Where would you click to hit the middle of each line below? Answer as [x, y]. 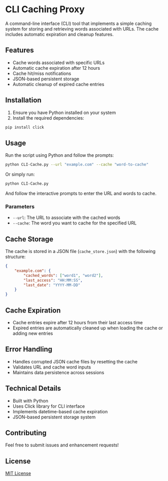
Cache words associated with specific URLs [59, 63]
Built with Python [30, 401]
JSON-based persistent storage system [54, 417]
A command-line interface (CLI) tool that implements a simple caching [79, 23]
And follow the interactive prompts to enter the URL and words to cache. [81, 193]
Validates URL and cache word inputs [52, 367]
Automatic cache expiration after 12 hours [56, 68]
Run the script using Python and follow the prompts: [60, 155]
